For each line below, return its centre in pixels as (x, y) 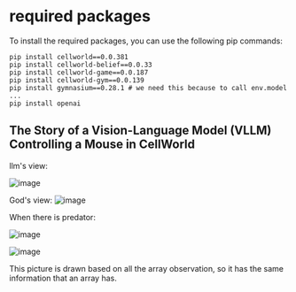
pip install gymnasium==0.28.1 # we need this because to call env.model (148, 88)
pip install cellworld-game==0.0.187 (79, 73)
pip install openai (45, 104)
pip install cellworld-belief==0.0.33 (81, 65)
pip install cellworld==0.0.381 (69, 57)
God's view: (31, 200)
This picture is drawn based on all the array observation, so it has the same (146, 268)
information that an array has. (63, 278)
